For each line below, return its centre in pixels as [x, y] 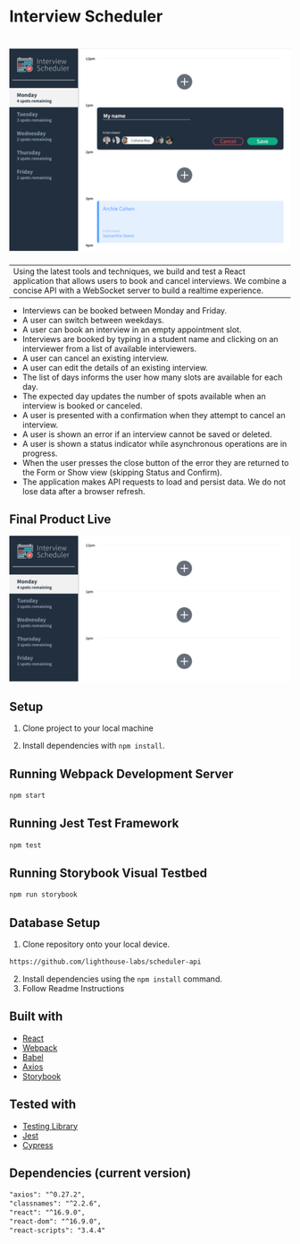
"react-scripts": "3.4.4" [57, 1231]
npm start [28, 795]
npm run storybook [43, 895]
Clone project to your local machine [87, 728]
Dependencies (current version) [100, 1173]
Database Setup [55, 923]
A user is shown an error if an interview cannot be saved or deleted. [147, 434]
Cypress [37, 1145]
